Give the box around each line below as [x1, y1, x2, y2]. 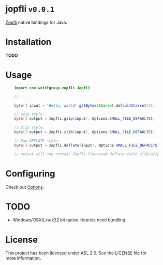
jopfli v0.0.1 [5, 3, 55, 15]
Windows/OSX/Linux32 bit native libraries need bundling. [12, 217, 127, 223]
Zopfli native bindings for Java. [5, 19, 67, 25]
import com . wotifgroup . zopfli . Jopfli [14, 85, 90, 90]
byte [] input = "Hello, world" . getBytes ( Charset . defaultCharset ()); [14, 103, 155, 108]
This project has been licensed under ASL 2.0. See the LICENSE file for [5, 250, 147, 256]
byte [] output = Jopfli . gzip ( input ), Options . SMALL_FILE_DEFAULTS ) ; [14, 116, 155, 121]
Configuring [5, 168, 55, 179]
